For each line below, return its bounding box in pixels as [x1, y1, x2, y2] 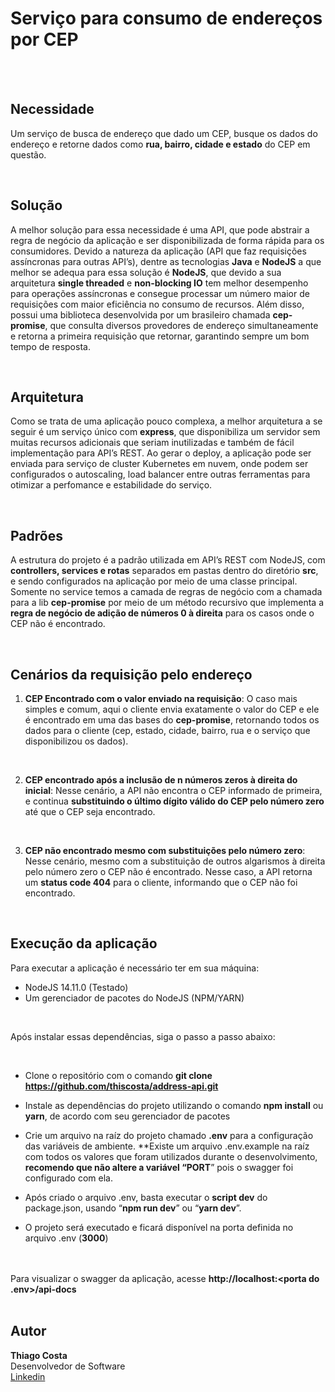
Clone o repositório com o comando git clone [24, 1069, 213, 1081]
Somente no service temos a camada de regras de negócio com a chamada [10, 586, 323, 598]
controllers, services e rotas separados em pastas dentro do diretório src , [10, 565, 319, 577]
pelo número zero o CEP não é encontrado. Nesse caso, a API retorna [24, 866, 313, 877]
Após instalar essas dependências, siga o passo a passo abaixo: [10, 1030, 276, 1042]
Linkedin [10, 1370, 46, 1382]
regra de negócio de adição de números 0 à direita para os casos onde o [10, 607, 315, 619]
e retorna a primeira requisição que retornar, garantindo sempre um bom [10, 330, 310, 342]
